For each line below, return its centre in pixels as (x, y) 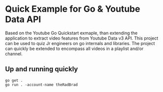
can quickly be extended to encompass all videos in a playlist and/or (74, 48)
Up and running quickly (41, 69)
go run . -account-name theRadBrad (41, 85)
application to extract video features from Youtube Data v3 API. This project (82, 38)
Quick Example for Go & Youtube (73, 9)
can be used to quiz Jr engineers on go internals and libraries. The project (80, 43)
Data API (23, 19)
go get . (14, 80)
